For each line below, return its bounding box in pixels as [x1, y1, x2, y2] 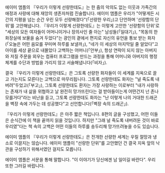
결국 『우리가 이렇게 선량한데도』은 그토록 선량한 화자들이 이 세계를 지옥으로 [5, 70, 152, 76]
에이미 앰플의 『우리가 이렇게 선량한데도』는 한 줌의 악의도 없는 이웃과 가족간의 [5, 4, 157, 10]
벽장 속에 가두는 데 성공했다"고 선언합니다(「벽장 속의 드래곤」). [10, 101, 129, 107]
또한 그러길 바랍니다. [5, 163, 45, 169]
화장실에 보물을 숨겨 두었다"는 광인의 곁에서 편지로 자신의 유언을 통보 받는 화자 [5, 35, 156, 41]
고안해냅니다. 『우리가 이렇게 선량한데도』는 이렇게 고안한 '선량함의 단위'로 [15, 23, 160, 29]
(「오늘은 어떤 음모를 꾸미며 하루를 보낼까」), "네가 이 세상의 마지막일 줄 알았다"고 [5, 41, 159, 47]
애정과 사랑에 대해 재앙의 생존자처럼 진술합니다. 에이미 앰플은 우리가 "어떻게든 [5, 10, 154, 16]
